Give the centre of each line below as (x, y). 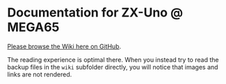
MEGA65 (33, 27)
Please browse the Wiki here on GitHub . (64, 46)
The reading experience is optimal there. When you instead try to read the (113, 59)
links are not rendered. (40, 74)
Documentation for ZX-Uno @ (95, 13)
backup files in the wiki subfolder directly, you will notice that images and (113, 67)
